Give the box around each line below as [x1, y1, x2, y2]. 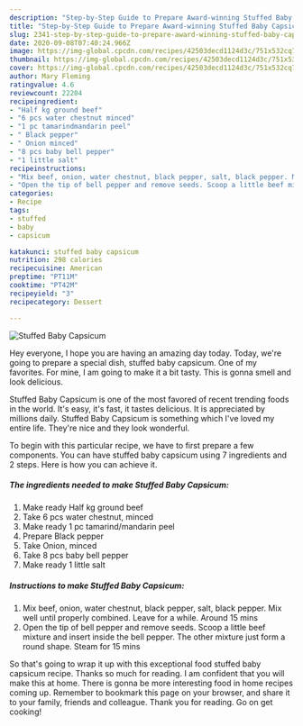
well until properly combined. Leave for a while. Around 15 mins [22, 613, 259, 623]
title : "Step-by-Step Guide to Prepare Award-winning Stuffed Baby [9, 22, 269, 31]
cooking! [9, 706, 42, 717]
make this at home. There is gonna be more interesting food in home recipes [9, 677, 293, 689]
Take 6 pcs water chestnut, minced [22, 512, 153, 522]
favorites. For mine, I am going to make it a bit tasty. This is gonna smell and [9, 367, 291, 377]
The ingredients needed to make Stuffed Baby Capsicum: [9, 479, 230, 491]
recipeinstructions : [9, 164, 87, 173]
